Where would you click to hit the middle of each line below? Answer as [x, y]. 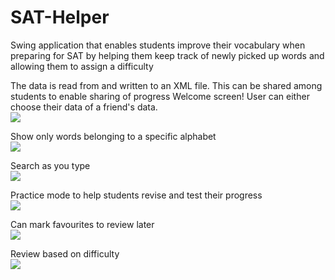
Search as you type [50, 165]
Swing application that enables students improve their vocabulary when [158, 45]
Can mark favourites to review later [82, 224]
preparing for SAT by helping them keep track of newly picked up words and [167, 55]
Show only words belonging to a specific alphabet [113, 136]
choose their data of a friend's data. [84, 107]
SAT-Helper [60, 17]
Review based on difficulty [65, 253]
